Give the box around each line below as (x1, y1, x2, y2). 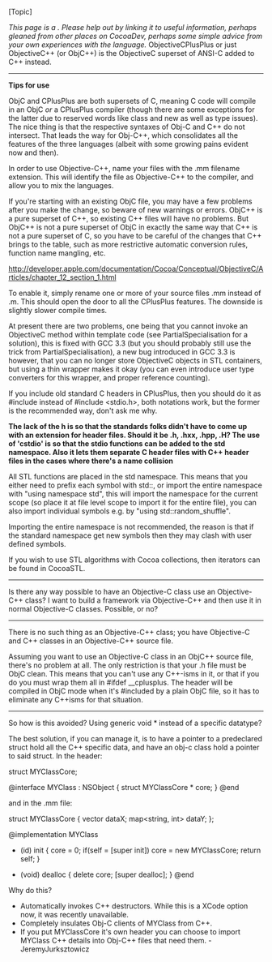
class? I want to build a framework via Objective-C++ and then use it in (24, 595, 261, 605)
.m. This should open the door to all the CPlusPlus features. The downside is (8, 297, 263, 307)
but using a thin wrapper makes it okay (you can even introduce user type (8, 364, 255, 374)
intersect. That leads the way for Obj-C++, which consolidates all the (8, 131, 239, 140)
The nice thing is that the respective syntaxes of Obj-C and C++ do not (8, 122, 245, 131)
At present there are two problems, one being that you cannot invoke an (8, 321, 249, 331)
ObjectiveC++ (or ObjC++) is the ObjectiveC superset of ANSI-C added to (8, 49, 255, 58)
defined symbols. (8, 539, 66, 548)
